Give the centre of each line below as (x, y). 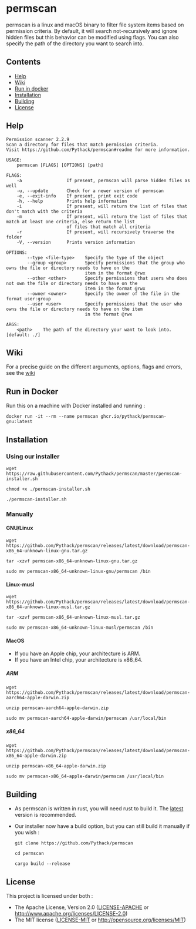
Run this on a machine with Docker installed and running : (76, 406)
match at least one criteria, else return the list (70, 222)
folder (14, 237)
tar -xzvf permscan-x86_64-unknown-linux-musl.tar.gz (73, 618)
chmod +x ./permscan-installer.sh (48, 489)
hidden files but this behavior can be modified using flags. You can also (92, 37)
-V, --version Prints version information (76, 242)
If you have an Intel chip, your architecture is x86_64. (78, 660)
